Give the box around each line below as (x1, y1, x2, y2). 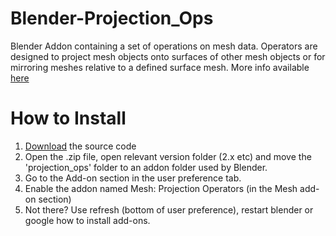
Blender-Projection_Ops (10, 7, 214, 30)
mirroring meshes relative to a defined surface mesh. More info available (10, 61, 310, 73)
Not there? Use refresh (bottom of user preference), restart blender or (24, 203, 314, 216)
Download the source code (24, 140, 137, 152)
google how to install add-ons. (24, 214, 151, 226)
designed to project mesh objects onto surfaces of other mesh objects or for (10, 50, 326, 62)
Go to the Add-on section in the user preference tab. (24, 172, 242, 184)
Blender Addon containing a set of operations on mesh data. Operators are (10, 40, 318, 52)
